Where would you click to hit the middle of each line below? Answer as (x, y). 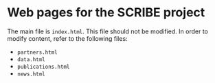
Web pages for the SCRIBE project (106, 13)
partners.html (37, 52)
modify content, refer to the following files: (68, 38)
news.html (31, 74)
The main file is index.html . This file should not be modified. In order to (107, 31)
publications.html (43, 67)
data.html (31, 59)
